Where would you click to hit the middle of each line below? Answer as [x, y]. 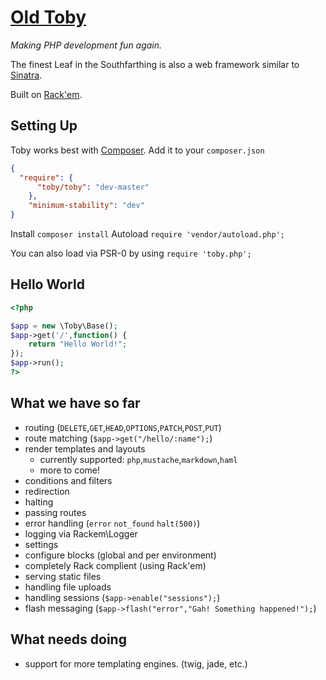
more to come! [70, 470]
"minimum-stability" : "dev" [86, 206]
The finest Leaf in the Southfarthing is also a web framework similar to [155, 64]
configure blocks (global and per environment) [120, 555]
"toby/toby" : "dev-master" [93, 187]
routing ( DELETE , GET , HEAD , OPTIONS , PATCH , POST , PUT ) [123, 427]
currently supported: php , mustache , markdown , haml [138, 459]
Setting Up [44, 126]
